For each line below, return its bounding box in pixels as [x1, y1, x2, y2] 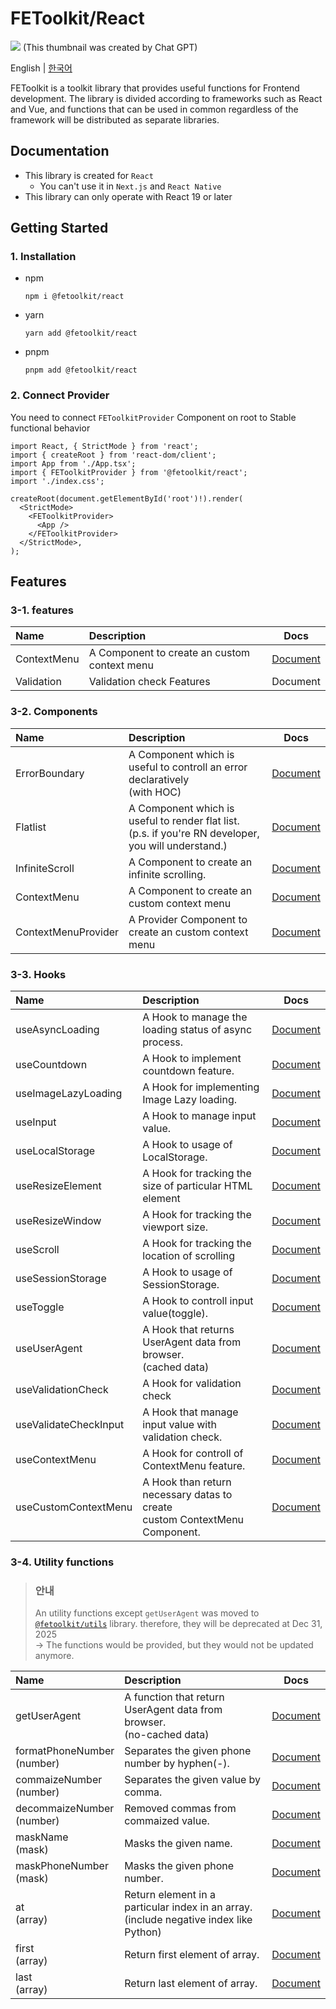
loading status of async [142, 1023, 253, 1037]
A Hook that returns [142, 1323, 235, 1337]
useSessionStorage [15, 1272, 107, 1286]
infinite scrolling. [128, 867, 207, 881]
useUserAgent [15, 1342, 83, 1356]
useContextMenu [15, 1453, 97, 1467]
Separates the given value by [124, 1773, 262, 1787]
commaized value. [124, 1814, 210, 1828]
